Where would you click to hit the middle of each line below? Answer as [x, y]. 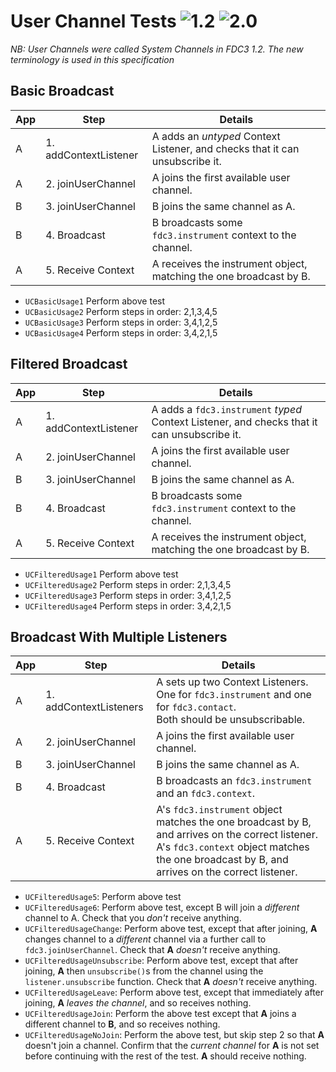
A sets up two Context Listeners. [232, 682]
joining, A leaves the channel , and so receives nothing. [138, 1003]
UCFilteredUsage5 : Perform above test [103, 897]
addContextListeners [94, 707]
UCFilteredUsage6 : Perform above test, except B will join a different [162, 907]
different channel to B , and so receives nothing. [122, 1024]
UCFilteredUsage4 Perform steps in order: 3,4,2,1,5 [128, 606]
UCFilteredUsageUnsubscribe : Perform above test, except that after [161, 961]
